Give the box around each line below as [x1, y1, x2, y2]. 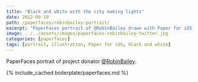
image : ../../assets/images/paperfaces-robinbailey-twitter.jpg [6, 31, 168, 37]
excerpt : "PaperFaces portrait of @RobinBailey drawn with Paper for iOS [6, 25, 193, 31]
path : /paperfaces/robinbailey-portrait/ [6, 19, 110, 25]
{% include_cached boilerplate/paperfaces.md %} [6, 69, 129, 76]
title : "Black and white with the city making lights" [6, 8, 145, 15]
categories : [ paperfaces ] [6, 36, 70, 42]
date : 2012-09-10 [6, 14, 49, 20]
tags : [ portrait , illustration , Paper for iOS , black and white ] [6, 42, 171, 48]
